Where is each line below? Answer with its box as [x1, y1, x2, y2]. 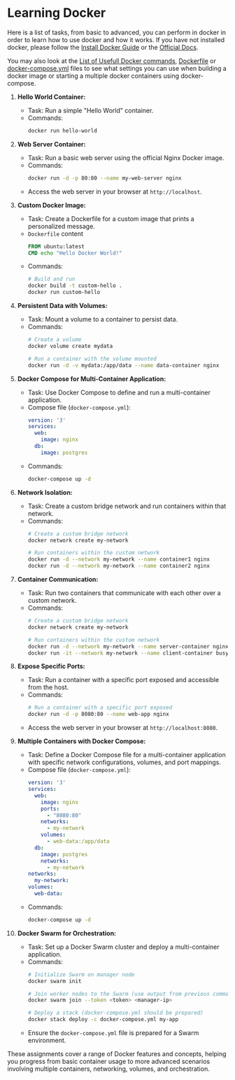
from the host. [27, 683, 69, 692]
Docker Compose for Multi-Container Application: [17, 374, 166, 383]
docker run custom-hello [27, 289, 101, 296]
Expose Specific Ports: [17, 662, 85, 671]
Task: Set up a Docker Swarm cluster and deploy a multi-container [27, 942, 220, 951]
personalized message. [27, 222, 96, 230]
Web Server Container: [17, 140, 86, 148]
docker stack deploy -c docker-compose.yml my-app [27, 1016, 179, 1023]
